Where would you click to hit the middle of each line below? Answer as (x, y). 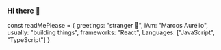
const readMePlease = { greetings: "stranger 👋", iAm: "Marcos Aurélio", (108, 26)
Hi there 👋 (24, 11)
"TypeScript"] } (28, 40)
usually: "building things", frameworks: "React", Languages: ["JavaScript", (111, 32)
